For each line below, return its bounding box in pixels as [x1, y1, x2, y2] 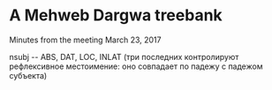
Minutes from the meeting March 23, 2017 [9, 34, 162, 45]
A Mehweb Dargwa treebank [9, 5, 223, 26]
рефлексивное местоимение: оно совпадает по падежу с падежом [9, 61, 263, 71]
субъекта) [9, 70, 48, 80]
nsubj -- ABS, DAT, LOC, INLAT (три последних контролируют [9, 51, 239, 62]
